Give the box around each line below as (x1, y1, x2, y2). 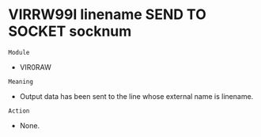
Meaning (8, 78, 34, 86)
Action (8, 107, 30, 115)
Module (8, 48, 30, 56)
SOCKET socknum (8, 22, 132, 40)
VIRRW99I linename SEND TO (8, 6, 207, 24)
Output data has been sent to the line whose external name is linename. (19, 91, 254, 101)
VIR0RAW (19, 62, 51, 72)
